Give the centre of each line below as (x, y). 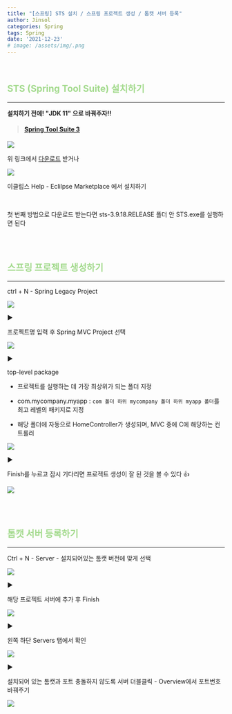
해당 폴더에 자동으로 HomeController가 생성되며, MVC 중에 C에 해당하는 (115, 424)
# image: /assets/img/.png (46, 46)
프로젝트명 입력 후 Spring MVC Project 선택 (67, 332)
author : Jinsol (29, 20)
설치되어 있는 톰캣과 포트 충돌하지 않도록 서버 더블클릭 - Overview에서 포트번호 (114, 681)
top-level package (33, 372)
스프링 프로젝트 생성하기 (55, 268)
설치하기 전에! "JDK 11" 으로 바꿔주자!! (59, 113)
